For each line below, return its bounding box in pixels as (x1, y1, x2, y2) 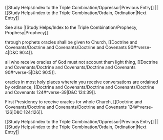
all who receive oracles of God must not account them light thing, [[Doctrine (5, 59, 158, 65)
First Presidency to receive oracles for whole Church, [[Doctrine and (5, 99, 143, 105)
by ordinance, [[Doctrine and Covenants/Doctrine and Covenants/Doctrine (5, 84, 155, 90)
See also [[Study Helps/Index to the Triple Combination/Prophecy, (5, 24, 138, 30)
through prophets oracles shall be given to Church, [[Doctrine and (5, 39, 138, 45)
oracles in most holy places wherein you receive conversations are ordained (5, 79, 159, 85)
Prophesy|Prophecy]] (5, 30, 48, 35)
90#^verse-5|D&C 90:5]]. (5, 70, 56, 75)
